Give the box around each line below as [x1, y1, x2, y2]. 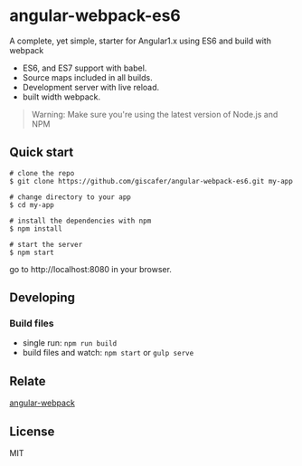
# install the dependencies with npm [9, 216, 152, 225]
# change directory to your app [9, 192, 131, 202]
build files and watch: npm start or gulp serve [22, 347, 194, 358]
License [9, 423, 55, 439]
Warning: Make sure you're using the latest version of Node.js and [31, 109, 278, 119]
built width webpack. [22, 91, 101, 102]
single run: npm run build [22, 338, 118, 348]
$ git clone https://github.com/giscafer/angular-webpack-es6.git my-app [9, 176, 294, 185]
